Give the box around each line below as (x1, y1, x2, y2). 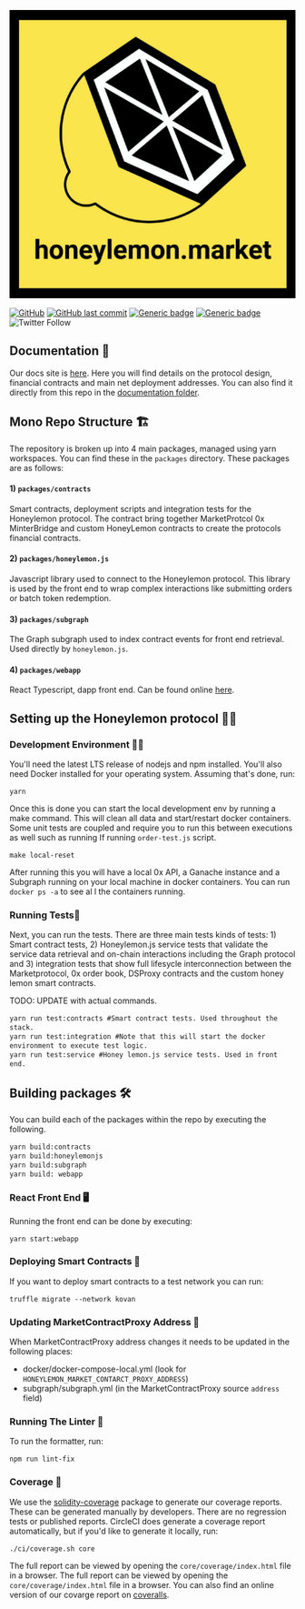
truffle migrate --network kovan (9, 1294, 136, 1303)
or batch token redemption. (9, 593, 112, 603)
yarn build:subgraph (9, 1161, 88, 1170)
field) (22, 1393, 43, 1403)
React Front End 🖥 (9, 1192, 90, 1204)
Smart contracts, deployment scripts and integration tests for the (9, 503, 252, 514)
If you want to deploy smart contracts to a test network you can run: (9, 1275, 264, 1287)
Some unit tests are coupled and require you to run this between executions (9, 822, 293, 833)
